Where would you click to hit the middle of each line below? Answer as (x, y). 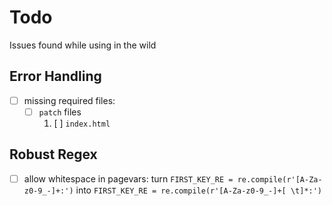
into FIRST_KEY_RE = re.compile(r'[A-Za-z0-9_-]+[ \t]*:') (199, 190)
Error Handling (55, 76)
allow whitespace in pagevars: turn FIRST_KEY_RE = (128, 178)
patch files (60, 112)
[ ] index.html (82, 123)
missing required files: (69, 100)
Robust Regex (53, 154)
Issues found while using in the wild (83, 45)
